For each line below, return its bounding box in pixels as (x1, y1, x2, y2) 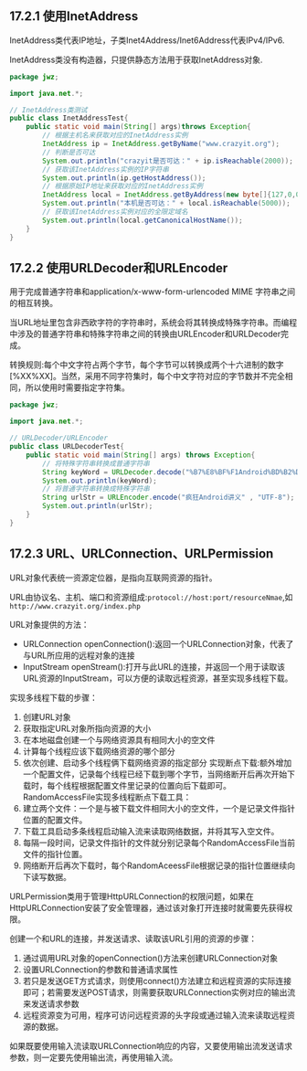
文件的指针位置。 (22, 848, 88, 859)
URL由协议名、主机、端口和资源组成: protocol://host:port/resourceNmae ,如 (9, 591, 293, 602)
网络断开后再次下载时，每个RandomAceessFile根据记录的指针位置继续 (22, 860, 288, 871)
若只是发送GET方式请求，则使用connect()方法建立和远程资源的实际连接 (22, 975, 292, 986)
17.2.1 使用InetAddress (9, 8, 139, 25)
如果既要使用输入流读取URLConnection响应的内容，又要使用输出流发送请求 (9, 1040, 292, 1051)
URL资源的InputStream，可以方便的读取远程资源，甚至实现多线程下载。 (22, 673, 293, 684)
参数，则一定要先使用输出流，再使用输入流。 (9, 1052, 178, 1063)
